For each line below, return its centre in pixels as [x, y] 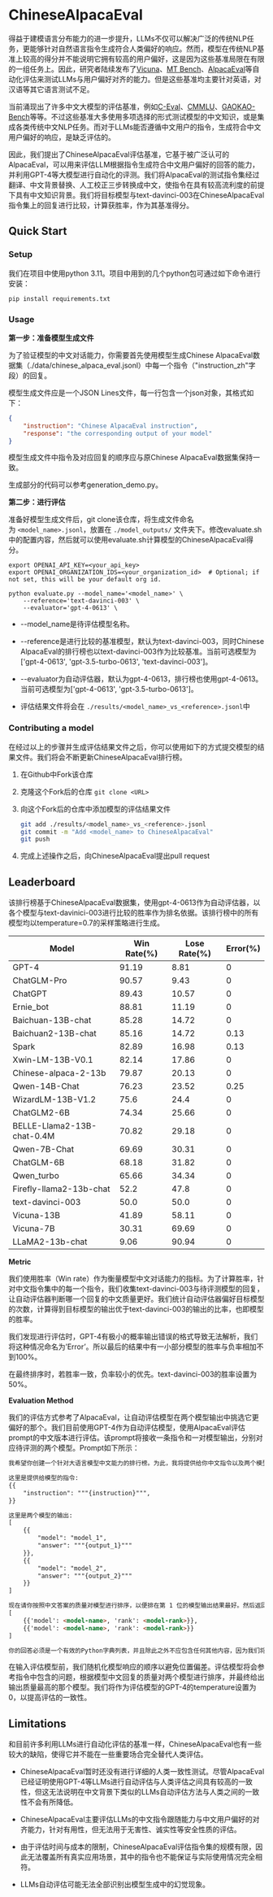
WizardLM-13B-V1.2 [54, 1099]
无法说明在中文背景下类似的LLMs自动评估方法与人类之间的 [147, 1792]
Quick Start [38, 231]
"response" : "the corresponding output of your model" [118, 433]
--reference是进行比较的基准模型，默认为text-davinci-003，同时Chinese [142, 642]
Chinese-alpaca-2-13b [59, 1073]
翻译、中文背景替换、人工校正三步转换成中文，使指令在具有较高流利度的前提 [136, 185]
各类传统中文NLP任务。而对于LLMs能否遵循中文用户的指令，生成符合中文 [138, 127]
